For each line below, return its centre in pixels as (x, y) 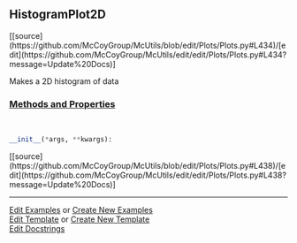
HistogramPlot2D (57, 15)
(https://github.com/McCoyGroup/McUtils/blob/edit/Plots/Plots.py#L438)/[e (148, 165)
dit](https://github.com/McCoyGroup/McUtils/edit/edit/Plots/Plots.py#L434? (148, 54)
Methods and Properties (62, 103)
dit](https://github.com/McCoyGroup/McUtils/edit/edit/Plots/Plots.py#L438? (148, 175)
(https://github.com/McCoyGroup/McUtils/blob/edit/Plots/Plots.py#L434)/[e (148, 45)
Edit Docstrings (37, 228)
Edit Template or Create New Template (80, 219)
